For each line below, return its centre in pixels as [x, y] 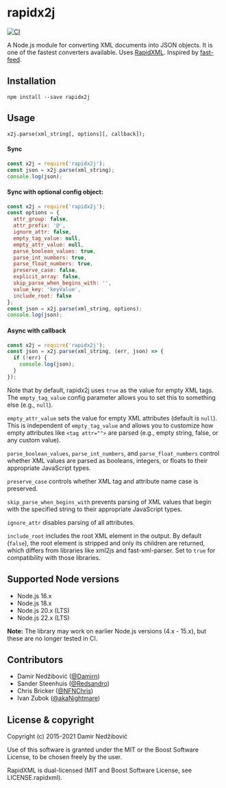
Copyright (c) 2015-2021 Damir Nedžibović [67, 736]
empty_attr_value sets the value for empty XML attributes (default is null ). [112, 418]
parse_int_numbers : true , [50, 258]
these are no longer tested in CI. [52, 638]
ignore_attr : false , [42, 232]
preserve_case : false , [46, 270]
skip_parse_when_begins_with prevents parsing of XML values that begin [109, 502]
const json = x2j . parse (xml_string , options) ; [75, 308]
